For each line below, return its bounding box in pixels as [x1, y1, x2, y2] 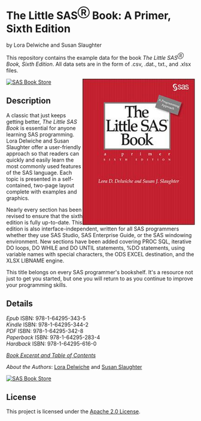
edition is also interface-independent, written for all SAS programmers [6, 225, 179, 232]
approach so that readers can [6, 150, 80, 157]
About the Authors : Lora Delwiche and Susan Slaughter [6, 363, 142, 370]
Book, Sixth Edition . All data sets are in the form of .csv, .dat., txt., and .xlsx [6, 60, 191, 68]
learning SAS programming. [6, 131, 75, 138]
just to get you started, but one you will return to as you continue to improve [6, 275, 193, 282]
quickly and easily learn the [6, 156, 74, 163]
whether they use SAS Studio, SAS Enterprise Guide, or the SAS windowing [6, 231, 192, 238]
